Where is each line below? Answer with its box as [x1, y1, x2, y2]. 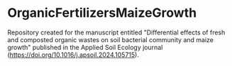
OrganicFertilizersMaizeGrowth [7, 5, 197, 21]
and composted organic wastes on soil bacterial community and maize [7, 35, 214, 44]
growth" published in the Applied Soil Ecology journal [7, 43, 163, 51]
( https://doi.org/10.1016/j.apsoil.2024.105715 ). [7, 51, 140, 59]
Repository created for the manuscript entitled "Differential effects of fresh [7, 28, 226, 37]
